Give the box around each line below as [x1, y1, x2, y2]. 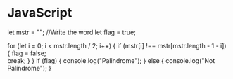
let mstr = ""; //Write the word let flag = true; [7, 28, 136, 36]
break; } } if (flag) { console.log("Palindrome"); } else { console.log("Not [7, 56, 215, 64]
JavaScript [7, 5, 73, 21]
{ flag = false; [7, 49, 47, 57]
